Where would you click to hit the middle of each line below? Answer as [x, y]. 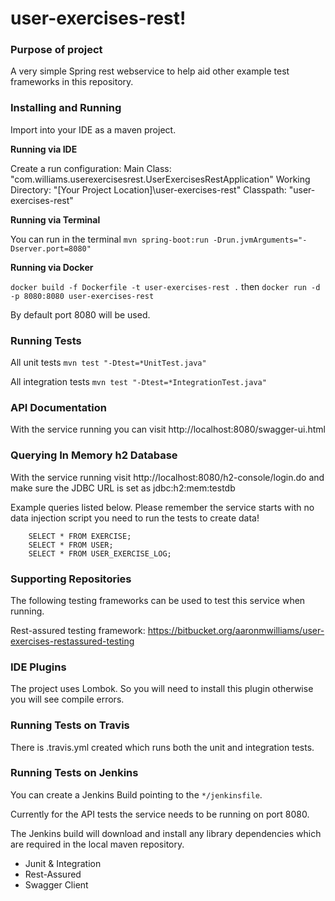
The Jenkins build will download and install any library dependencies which [166, 833]
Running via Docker [52, 267]
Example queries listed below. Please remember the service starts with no [162, 507]
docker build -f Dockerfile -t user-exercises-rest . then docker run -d [165, 286]
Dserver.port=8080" [51, 248]
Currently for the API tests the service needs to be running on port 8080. [160, 814]
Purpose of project [56, 50]
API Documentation [59, 407]
